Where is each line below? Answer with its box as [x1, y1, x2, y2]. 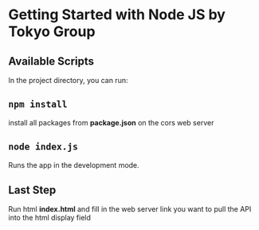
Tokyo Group [8, 22, 96, 41]
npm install [8, 98, 68, 110]
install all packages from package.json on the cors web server [8, 117, 214, 127]
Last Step [8, 184, 57, 197]
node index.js [8, 141, 78, 153]
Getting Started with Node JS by [8, 6, 226, 24]
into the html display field [8, 213, 92, 223]
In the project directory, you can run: [8, 76, 128, 85]
